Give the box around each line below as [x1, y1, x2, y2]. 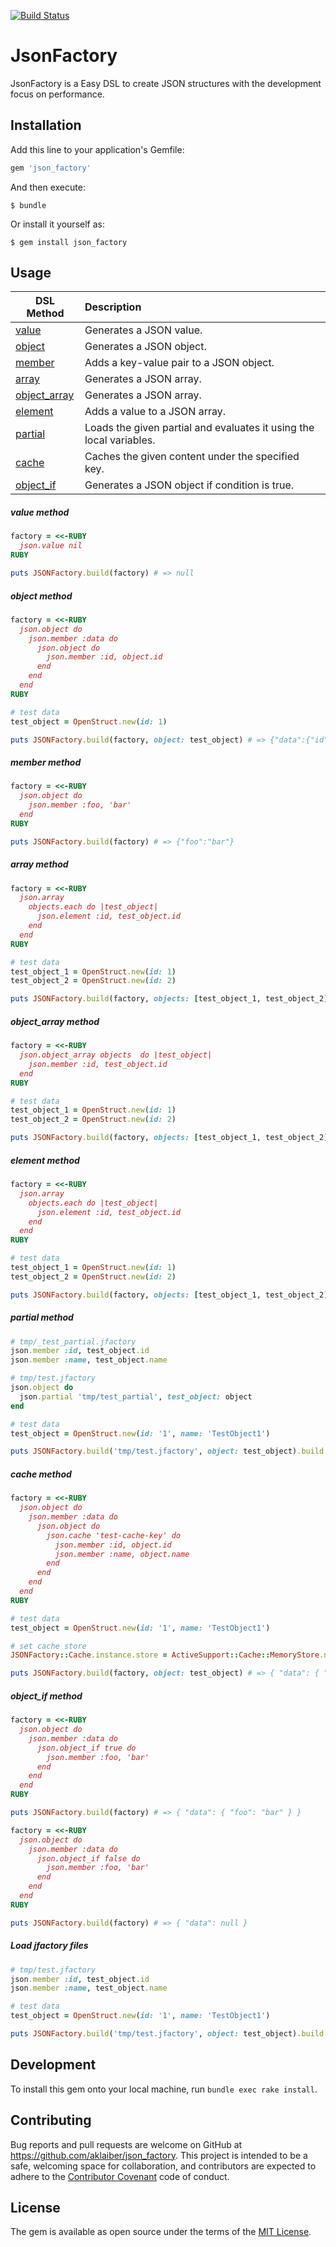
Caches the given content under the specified [84, 450, 300, 464]
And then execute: [10, 181, 86, 193]
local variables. [84, 433, 156, 447]
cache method [10, 1468, 72, 1480]
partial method [10, 1311, 74, 1324]
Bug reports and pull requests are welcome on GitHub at [10, 2138, 243, 2150]
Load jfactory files [10, 1940, 89, 1952]
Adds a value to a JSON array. [84, 405, 227, 419]
